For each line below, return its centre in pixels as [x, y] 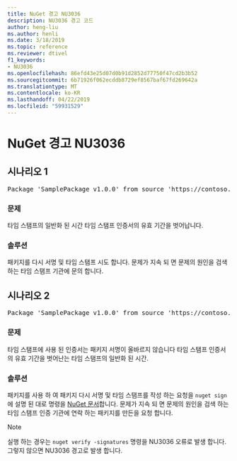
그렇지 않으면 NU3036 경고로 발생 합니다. [65, 450]
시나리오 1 [28, 172]
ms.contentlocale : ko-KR [44, 93]
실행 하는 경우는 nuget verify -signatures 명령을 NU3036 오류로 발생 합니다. [117, 441]
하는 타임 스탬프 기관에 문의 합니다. [56, 271]
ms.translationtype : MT [42, 87]
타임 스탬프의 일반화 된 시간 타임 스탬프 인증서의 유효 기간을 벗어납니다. [105, 226]
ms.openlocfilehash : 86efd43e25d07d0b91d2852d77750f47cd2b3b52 [103, 73]
